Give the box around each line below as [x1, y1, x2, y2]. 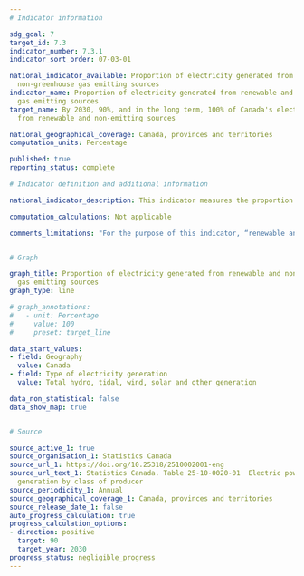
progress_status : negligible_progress [9, 552, 156, 562]
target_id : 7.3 [9, 38, 67, 47]
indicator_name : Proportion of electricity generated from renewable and [9, 88, 294, 97]
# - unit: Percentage [9, 310, 100, 320]
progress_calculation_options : [9, 519, 128, 529]
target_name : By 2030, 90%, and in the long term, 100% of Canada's [9, 105, 273, 114]
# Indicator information [9, 13, 103, 23]
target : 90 [17, 536, 59, 545]
